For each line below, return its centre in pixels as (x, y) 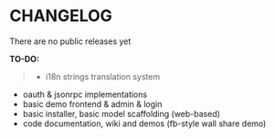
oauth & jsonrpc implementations (85, 94)
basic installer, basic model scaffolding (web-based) (122, 113)
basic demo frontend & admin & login (92, 104)
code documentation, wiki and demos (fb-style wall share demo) (144, 123)
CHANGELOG (61, 16)
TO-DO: (24, 58)
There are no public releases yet (70, 41)
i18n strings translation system (103, 76)
